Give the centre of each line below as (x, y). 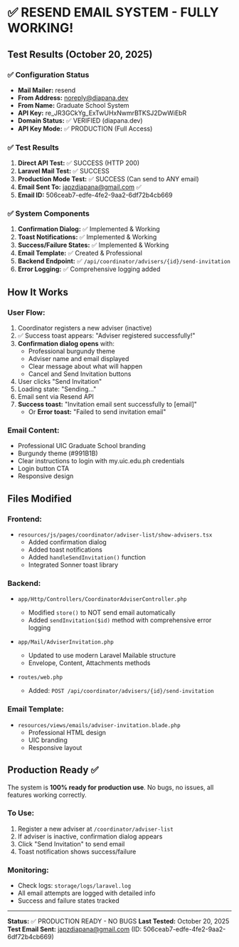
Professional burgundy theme (71, 351)
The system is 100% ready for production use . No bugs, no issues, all (111, 787)
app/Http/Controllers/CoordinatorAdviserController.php (102, 599)
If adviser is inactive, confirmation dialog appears (90, 836)
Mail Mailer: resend (47, 90)
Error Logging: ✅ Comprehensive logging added (89, 269)
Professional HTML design (67, 732)
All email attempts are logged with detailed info (86, 893)
